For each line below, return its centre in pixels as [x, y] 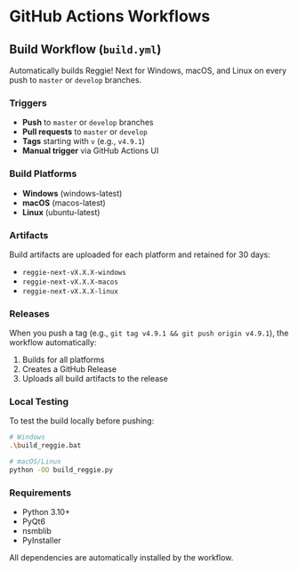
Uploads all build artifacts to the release [95, 379]
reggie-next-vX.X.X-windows [74, 272]
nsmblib [36, 531]
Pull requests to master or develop [85, 132]
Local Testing [39, 402]
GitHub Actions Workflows [110, 16]
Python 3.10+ [46, 512]
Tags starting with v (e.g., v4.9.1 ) [83, 141]
